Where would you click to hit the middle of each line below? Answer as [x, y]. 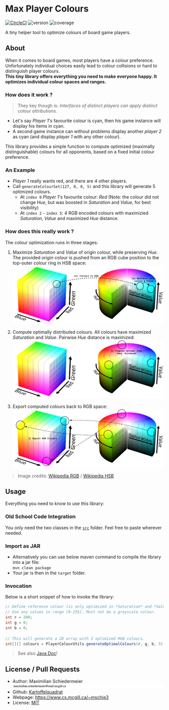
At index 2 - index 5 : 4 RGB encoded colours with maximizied [84, 213]
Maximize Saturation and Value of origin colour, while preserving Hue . [85, 252]
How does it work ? [29, 94]
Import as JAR [23, 546]
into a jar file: [26, 562]
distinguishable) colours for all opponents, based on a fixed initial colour [80, 152]
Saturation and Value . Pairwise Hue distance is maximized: [73, 337]
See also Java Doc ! [37, 653]
